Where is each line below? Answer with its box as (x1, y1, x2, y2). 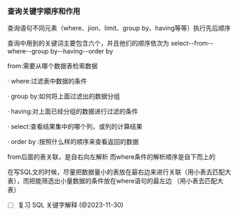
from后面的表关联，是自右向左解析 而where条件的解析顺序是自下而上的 (7, 153, 215, 161)
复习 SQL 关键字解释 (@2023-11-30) (17, 201, 124, 210)
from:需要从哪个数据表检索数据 (7, 62, 98, 71)
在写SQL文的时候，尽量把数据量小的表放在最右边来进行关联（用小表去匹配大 (7, 168, 232, 176)
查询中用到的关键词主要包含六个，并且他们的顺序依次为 (7, 39, 169, 48)
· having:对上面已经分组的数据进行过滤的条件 (7, 107, 139, 115)
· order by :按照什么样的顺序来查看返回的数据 (7, 138, 139, 146)
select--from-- (170, 39, 214, 48)
